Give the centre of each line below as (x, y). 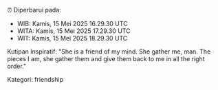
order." (17, 66)
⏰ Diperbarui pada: (34, 10)
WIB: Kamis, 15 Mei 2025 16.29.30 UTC (73, 24)
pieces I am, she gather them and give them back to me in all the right (106, 59)
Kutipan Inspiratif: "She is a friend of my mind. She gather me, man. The (109, 52)
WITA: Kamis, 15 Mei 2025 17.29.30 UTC (74, 31)
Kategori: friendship (35, 79)
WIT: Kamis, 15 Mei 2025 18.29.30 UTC (72, 38)
